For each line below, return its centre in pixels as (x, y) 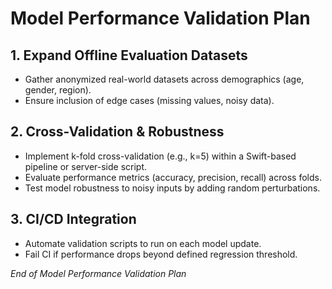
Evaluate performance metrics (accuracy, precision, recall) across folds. (173, 177)
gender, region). (58, 90)
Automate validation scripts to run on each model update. (143, 243)
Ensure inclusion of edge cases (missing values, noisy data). (149, 100)
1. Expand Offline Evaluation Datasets (129, 55)
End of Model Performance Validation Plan (98, 273)
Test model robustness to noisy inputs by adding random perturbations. (172, 188)
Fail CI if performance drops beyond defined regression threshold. (161, 254)
